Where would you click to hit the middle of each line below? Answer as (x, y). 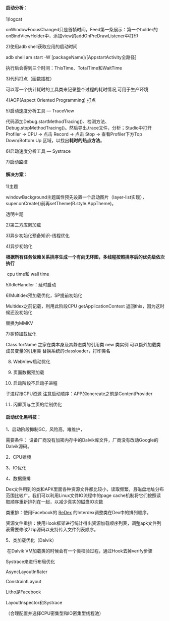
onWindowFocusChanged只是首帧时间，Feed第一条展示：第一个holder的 (82, 30)
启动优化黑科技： (23, 417)
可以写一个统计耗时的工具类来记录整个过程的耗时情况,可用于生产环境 (77, 89)
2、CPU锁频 (19, 457)
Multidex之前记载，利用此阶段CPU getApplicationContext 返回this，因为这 (83, 306)
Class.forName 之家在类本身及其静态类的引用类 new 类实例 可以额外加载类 (83, 345)
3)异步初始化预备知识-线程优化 (38, 236)
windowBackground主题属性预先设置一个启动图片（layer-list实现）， (76, 197)
